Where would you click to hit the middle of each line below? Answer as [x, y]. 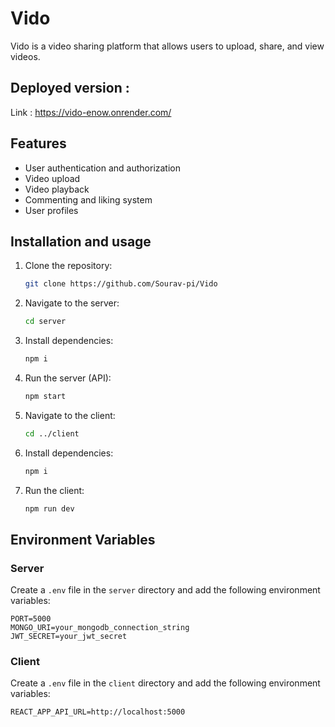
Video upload [52, 178]
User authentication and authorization [103, 168]
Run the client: [54, 490]
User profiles [51, 210]
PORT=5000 [31, 619]
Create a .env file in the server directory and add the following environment [165, 590]
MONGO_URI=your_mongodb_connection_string [100, 628]
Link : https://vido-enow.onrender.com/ [91, 112]
